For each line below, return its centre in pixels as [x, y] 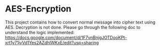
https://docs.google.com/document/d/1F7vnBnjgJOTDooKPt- [66, 37]
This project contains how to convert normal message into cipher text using [80, 22]
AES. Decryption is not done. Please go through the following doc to [73, 27]
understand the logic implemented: [40, 32]
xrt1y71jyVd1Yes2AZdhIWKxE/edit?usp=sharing [52, 42]
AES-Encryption [38, 9]
